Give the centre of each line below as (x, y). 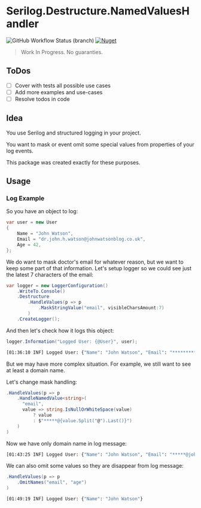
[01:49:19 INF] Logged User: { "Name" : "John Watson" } (75, 499)
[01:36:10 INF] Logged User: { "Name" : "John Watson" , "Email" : (87, 352)
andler (23, 24)
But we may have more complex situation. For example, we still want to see (99, 364)
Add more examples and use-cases (59, 92)
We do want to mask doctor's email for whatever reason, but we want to (95, 262)
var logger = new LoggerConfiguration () (57, 286)
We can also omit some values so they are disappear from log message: (95, 466)
